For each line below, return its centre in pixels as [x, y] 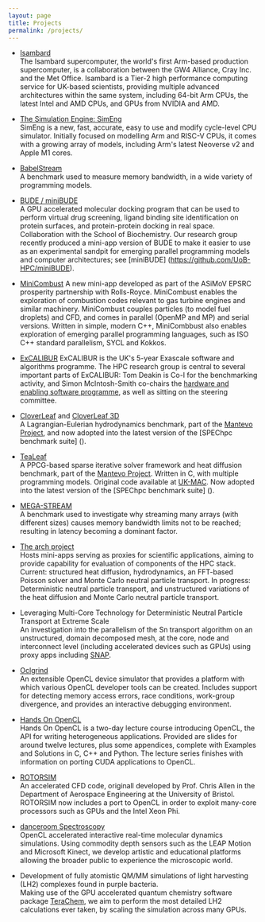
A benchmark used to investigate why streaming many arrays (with [129, 515]
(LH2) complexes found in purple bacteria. [89, 885]
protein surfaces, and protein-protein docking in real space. [117, 226]
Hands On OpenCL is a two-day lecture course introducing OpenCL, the [137, 728]
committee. [38, 401]
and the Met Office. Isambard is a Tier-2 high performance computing [134, 78]
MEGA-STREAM [46, 506]
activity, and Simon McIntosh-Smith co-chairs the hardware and [124, 383]
